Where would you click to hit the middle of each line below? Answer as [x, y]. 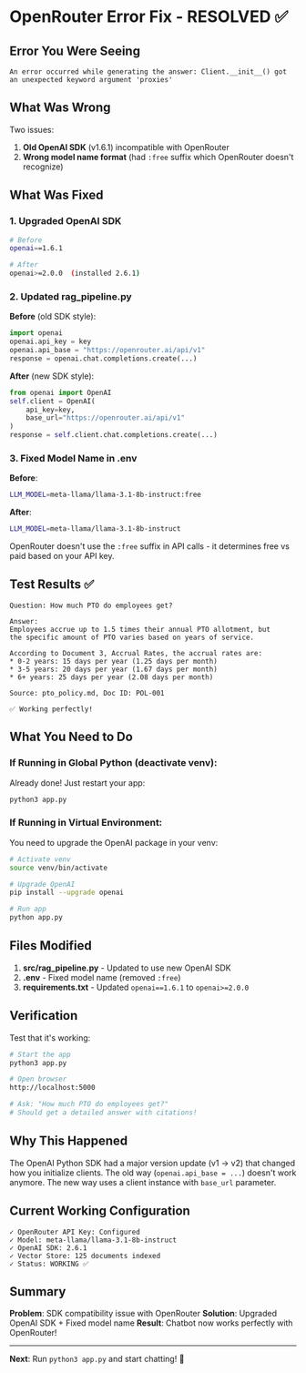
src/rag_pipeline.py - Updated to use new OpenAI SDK [127, 968]
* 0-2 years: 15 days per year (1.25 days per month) [114, 661]
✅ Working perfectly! [51, 709]
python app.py [36, 918]
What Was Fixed [56, 195]
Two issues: [32, 129]
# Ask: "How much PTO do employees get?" [89, 1104]
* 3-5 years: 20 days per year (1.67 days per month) [114, 669]
